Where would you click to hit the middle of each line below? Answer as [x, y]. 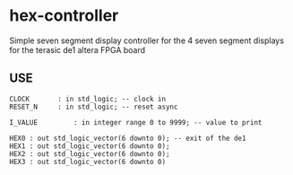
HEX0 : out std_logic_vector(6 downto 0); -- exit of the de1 [128, 138]
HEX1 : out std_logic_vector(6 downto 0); [90, 146]
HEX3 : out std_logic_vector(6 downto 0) [88, 162]
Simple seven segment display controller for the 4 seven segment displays [147, 40]
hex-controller [64, 16]
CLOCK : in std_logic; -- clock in [88, 99]
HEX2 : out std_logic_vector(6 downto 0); [90, 153]
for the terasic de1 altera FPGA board [78, 49]
